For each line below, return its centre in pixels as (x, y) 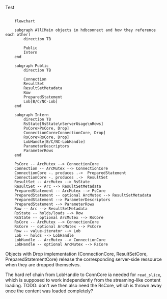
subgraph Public (32, 66)
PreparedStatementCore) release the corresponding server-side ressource (83, 259)
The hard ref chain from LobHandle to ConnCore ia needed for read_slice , (83, 275)
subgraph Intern (32, 115)
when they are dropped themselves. (43, 265)
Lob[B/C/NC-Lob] (41, 102)
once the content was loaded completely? (49, 291)
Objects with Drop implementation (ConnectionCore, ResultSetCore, (77, 254)
